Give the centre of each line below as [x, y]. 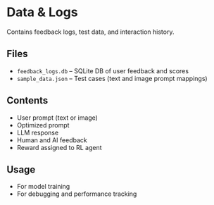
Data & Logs [42, 12]
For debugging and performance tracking [77, 194]
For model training [43, 187]
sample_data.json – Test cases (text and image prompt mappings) [112, 78]
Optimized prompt [43, 125]
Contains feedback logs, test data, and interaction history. [90, 32]
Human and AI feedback [52, 140]
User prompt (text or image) [57, 118]
